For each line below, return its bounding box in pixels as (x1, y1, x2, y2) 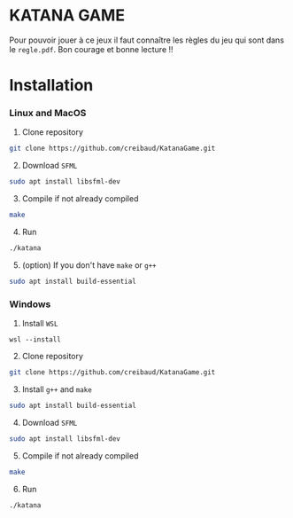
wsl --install (9, 335, 62, 344)
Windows (9, 298, 51, 310)
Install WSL (21, 318, 58, 329)
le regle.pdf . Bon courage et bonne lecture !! (9, 43, 174, 54)
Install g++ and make (21, 383, 93, 395)
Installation (9, 75, 94, 96)
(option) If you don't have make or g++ (21, 259, 157, 271)
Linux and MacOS (9, 107, 87, 120)
